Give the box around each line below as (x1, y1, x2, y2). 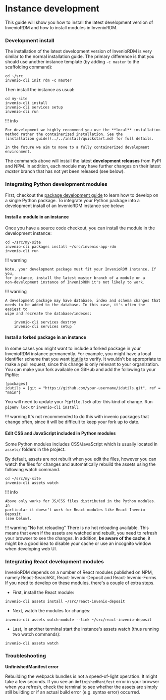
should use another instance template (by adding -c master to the (5, 59, 140, 65)
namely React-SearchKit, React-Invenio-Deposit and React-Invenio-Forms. (5, 575, 158, 581)
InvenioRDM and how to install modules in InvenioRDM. (5, 24, 118, 30)
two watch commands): (12, 631, 61, 637)
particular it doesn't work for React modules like (5, 507, 114, 513)
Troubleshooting (5, 652, 46, 659)
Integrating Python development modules (5, 181, 108, 188)
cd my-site (5, 96, 28, 102)
